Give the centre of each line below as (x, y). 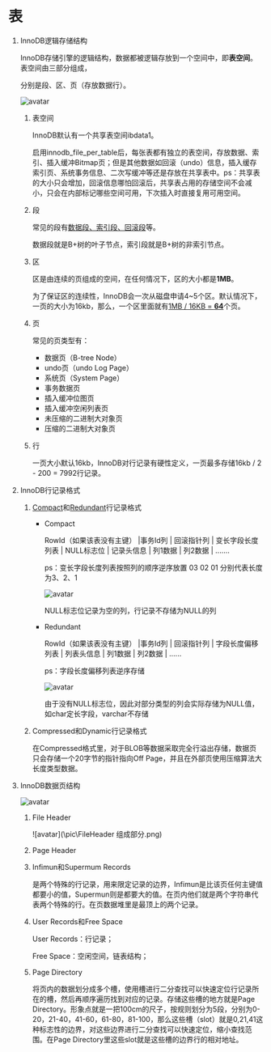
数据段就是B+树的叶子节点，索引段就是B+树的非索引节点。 (130, 244)
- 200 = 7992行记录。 (68, 473)
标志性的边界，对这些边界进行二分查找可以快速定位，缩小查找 (142, 1029)
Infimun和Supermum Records (81, 867)
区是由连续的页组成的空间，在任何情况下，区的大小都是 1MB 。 (135, 278)
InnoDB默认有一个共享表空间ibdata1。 (95, 135)
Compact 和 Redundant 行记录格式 (87, 507)
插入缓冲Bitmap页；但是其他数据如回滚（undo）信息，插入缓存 (152, 162)
